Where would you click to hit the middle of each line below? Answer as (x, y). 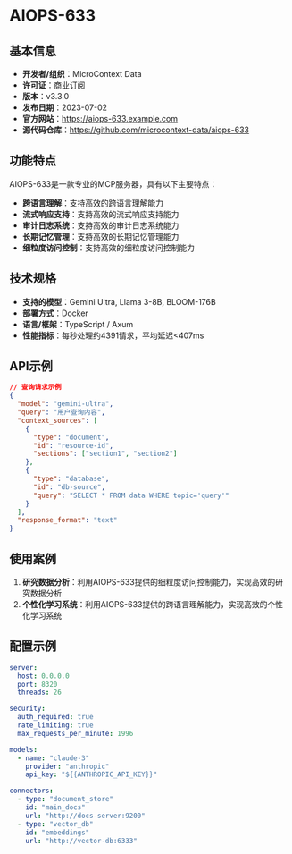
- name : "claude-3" (54, 758)
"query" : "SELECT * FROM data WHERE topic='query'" (131, 495)
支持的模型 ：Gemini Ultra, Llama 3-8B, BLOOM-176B (119, 301)
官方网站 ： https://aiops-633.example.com (100, 118)
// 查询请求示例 (35, 387)
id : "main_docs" (56, 807)
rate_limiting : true (55, 725)
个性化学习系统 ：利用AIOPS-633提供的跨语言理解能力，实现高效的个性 (153, 604)
